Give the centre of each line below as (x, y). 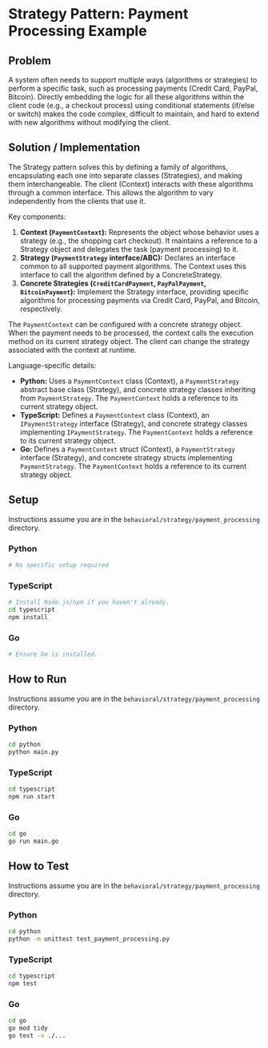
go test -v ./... (37, 1035)
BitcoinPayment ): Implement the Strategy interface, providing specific (134, 291)
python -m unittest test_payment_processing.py (89, 939)
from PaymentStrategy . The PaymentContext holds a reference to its (129, 398)
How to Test (39, 866)
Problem (30, 61)
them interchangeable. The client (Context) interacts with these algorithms (131, 184)
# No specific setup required (59, 565)
